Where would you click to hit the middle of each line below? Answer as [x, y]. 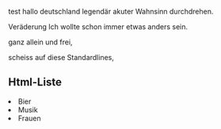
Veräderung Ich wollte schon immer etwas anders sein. [98, 27]
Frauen [30, 118]
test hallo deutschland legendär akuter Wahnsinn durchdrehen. [111, 11]
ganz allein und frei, [40, 42]
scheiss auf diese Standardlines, [61, 57]
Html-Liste [35, 82]
